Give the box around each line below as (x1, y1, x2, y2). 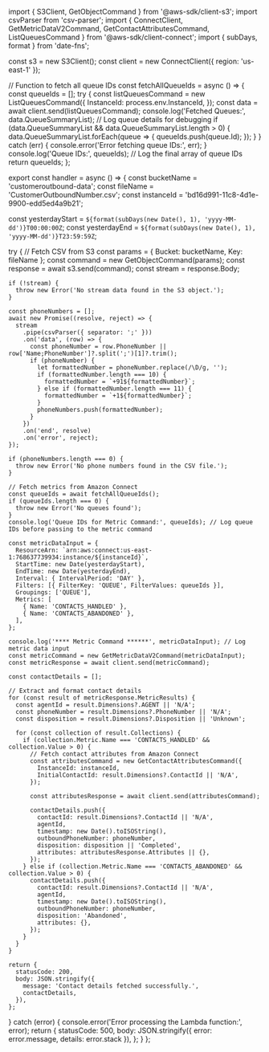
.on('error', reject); (22, 434, 99, 442)
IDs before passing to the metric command (8, 525, 153, 533)
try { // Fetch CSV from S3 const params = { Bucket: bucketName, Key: (8, 247, 243, 256)
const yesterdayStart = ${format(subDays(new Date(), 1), (8, 214, 202, 223)
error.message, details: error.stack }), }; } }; (8, 1034, 151, 1043)
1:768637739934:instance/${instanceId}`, (8, 553, 149, 561)
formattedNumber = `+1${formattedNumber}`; (43, 392, 193, 400)
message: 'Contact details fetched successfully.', (22, 982, 199, 990)
